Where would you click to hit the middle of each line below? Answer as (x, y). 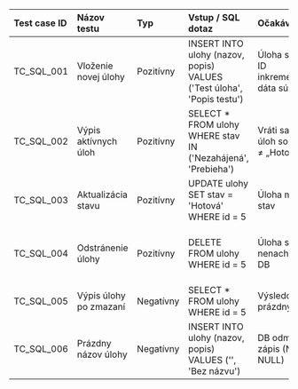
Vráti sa (274, 130)
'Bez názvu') (214, 371)
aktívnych (97, 141)
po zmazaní (101, 307)
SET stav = (210, 194)
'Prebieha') (211, 169)
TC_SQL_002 (41, 141)
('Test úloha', (215, 88)
